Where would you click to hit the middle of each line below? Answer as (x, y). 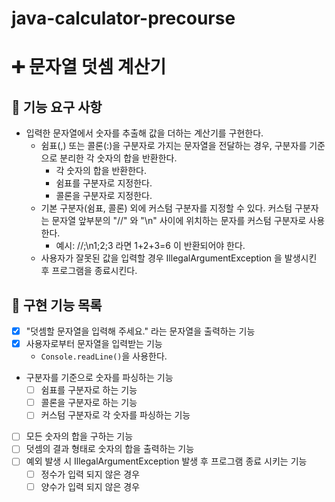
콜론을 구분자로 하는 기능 (89, 403)
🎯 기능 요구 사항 (57, 107)
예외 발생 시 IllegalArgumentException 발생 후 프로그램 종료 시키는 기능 (166, 461)
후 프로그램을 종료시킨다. (89, 271)
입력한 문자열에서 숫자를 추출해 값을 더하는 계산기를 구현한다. (144, 133)
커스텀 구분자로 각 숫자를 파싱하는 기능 (115, 415)
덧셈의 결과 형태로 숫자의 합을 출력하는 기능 (110, 449)
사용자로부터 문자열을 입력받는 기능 (94, 344)
